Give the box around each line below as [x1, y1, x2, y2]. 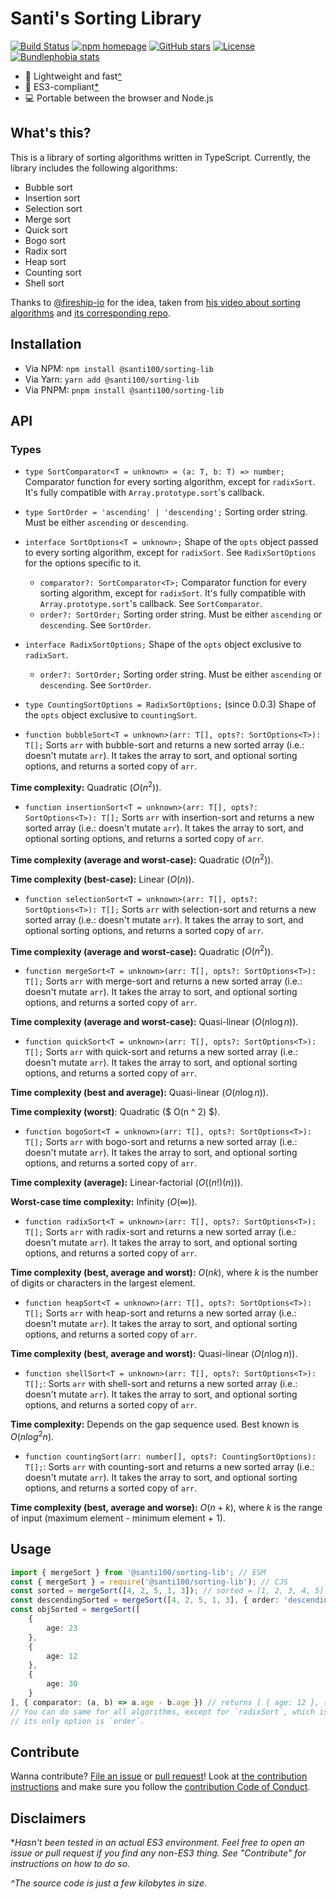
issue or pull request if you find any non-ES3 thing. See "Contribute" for [10, 1847, 307, 1859]
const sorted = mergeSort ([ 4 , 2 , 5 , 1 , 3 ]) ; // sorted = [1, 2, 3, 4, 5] [10, 1586, 325, 1596]
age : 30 [46, 1679, 78, 1689]
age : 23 [46, 1623, 78, 1633]
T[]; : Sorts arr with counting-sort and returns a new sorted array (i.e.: [24, 1460, 315, 1472]
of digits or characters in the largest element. [10, 1277, 196, 1289]
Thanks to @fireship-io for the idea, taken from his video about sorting [10, 296, 301, 308]
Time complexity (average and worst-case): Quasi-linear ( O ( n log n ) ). [10, 1016, 299, 1028]
